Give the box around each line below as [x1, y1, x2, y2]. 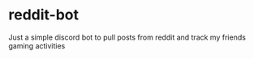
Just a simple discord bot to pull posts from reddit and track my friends [8, 32, 246, 42]
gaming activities [8, 40, 66, 50]
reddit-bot [8, 6, 80, 24]
